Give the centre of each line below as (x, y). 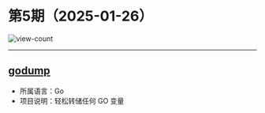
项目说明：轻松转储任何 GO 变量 (72, 100)
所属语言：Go (42, 91)
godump (29, 71)
